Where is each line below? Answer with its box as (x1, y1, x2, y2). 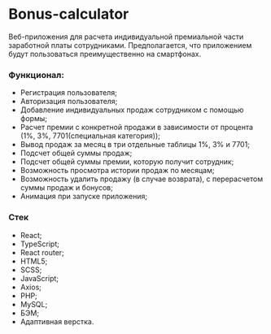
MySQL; (20, 299, 48, 309)
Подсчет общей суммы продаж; (20, 148, 133, 158)
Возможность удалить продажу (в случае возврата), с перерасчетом (20, 174, 263, 184)
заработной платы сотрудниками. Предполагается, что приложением (8, 40, 252, 50)
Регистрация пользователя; (20, 88, 118, 98)
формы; (20, 114, 47, 124)
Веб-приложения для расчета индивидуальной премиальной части (8, 32, 244, 41)
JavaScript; (20, 273, 59, 283)
